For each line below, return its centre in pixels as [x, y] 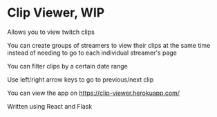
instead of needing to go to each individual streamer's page [92, 53]
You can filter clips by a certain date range [67, 66]
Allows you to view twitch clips [51, 32]
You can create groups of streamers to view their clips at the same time [109, 45]
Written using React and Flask [50, 106]
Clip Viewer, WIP [56, 13]
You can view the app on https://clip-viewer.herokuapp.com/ [94, 93]
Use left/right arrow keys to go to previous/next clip [81, 79]
